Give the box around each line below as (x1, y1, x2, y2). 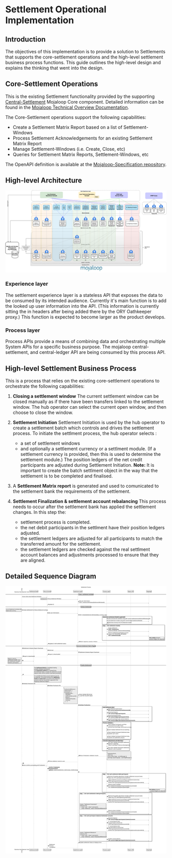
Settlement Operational (5, 4, 106, 15)
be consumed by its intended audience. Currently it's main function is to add (5, 297, 166, 304)
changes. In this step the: (12, 509, 67, 515)
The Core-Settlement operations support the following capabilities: (5, 114, 146, 120)
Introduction (5, 35, 46, 44)
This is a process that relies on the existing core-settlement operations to (5, 377, 160, 384)
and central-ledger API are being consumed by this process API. (30, 349, 166, 355)
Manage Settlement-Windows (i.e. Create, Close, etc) (12, 146, 125, 152)
